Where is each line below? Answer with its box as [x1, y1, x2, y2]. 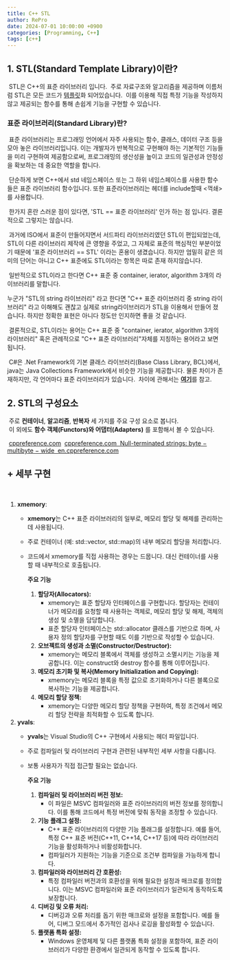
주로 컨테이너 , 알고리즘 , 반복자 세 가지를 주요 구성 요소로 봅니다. [8, 417, 179, 425]
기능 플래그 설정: [37, 816, 82, 825]
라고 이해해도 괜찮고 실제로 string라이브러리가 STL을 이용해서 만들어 [28, 303, 211, 312]
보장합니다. [47, 893, 78, 902]
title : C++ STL [7, 10, 51, 17]
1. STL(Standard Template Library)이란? [7, 63, 179, 74]
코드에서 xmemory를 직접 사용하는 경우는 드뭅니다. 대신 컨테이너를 [27, 552, 207, 560]
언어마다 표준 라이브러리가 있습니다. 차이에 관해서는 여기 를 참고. [40, 375, 212, 384]
